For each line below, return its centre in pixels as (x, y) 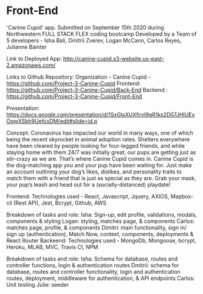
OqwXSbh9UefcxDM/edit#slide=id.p (52, 121)
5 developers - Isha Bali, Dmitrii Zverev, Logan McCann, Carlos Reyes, (94, 40)
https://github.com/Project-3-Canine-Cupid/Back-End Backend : (87, 89)
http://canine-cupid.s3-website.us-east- (114, 58)
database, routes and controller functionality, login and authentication (93, 271)
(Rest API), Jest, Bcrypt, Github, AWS (60, 203)
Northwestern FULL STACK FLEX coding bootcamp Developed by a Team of (101, 33)
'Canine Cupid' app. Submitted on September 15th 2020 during (85, 27)
